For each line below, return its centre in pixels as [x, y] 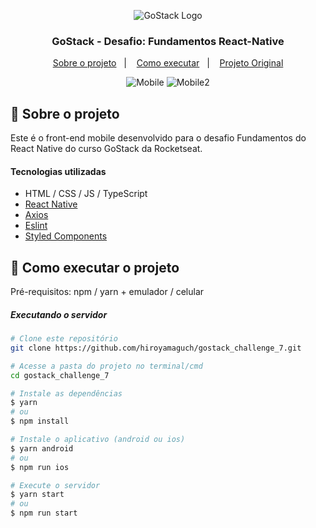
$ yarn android [42, 448]
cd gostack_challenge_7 [60, 375]
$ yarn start [37, 495]
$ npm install [40, 421]
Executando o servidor [59, 314]
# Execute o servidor [55, 485]
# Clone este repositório [64, 339]
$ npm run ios [40, 467]
